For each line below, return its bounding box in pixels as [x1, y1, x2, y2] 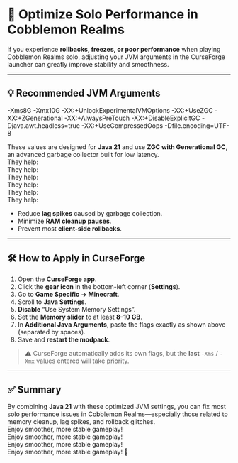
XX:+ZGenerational [7, 114, 63, 122]
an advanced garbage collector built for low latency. [7, 150, 159, 158]
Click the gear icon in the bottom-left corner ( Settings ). [17, 282, 181, 290]
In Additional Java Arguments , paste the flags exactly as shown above [17, 320, 226, 329]
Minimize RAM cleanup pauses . [17, 217, 112, 225]
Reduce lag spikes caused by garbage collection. [17, 209, 163, 217]
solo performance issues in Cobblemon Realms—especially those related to [7, 410, 228, 418]
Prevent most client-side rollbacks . [17, 224, 123, 233]
